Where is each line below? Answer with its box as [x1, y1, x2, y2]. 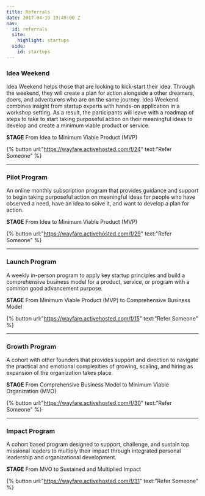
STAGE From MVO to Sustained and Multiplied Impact [6, 465, 142, 473]
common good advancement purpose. [6, 284, 103, 292]
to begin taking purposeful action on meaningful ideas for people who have [6, 193, 196, 201]
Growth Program [6, 342, 57, 350]
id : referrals [12, 26, 48, 32]
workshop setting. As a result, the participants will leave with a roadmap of [6, 109, 194, 116]
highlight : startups [17, 37, 70, 43]
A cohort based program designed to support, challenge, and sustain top [6, 441, 190, 448]
